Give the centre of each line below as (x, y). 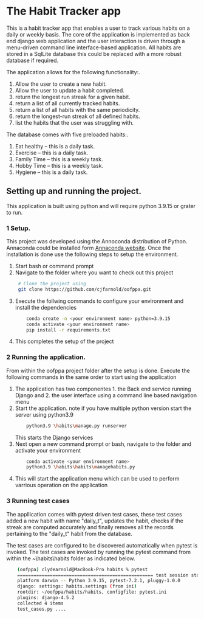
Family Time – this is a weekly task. (59, 159)
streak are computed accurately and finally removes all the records (90, 527)
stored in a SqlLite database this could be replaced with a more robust (94, 54)
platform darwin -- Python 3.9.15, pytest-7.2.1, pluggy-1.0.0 (99, 581)
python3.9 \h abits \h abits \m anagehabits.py (81, 467)
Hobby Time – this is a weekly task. (59, 165)
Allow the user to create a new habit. (61, 84)
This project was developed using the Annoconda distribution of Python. (97, 241)
